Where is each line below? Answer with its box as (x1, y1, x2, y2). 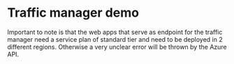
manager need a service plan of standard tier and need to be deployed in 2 (7, 35, 223, 43)
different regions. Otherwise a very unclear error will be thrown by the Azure (7, 42, 227, 51)
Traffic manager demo (7, 5, 140, 21)
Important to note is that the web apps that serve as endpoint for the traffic (7, 28, 223, 36)
